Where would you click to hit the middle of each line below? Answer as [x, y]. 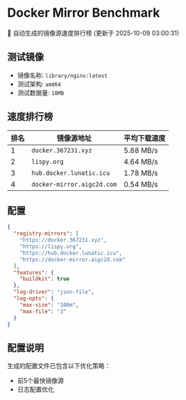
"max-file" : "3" [43, 311]
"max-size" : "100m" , [49, 305]
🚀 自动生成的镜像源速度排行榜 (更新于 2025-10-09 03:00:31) [93, 33]
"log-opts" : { [34, 298]
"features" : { [34, 272]
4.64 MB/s [141, 162]
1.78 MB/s [141, 173]
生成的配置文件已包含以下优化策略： [59, 366]
